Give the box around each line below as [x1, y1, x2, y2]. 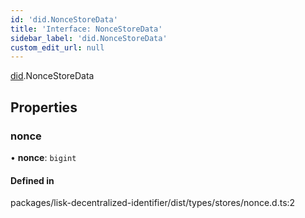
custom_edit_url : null [10, 42, 105, 53]
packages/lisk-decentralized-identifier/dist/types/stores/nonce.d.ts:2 [10, 197, 296, 209]
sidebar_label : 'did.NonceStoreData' [10, 33, 168, 43]
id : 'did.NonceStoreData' [10, 14, 118, 25]
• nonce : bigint [10, 151, 77, 163]
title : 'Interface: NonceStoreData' [10, 24, 163, 34]
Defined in [10, 174, 55, 186]
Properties [10, 99, 78, 116]
